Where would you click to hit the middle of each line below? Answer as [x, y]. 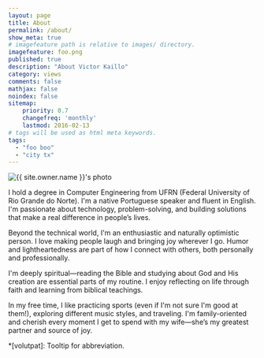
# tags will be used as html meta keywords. [82, 132]
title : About [30, 23]
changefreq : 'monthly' [59, 118]
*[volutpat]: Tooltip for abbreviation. [66, 346]
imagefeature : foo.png [45, 52]
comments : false [35, 81]
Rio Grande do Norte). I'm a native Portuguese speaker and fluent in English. [132, 201]
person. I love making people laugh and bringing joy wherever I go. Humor [128, 241]
